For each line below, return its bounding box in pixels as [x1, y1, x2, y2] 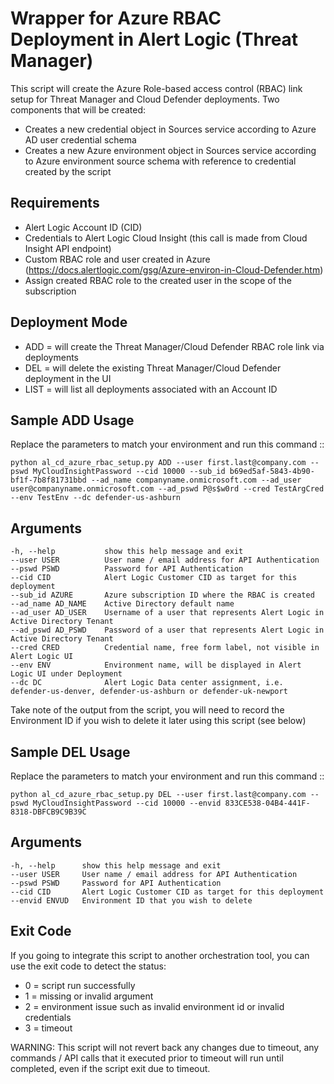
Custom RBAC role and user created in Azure [24, 253, 211, 265]
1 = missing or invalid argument [24, 990, 154, 1002]
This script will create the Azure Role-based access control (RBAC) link [10, 82, 303, 94]
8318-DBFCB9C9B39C [10, 807, 87, 817]
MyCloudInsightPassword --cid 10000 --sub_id [32, 467, 226, 477]
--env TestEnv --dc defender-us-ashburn [10, 493, 182, 503]
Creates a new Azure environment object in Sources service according [24, 144, 317, 156]
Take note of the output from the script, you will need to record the [10, 704, 285, 716]
